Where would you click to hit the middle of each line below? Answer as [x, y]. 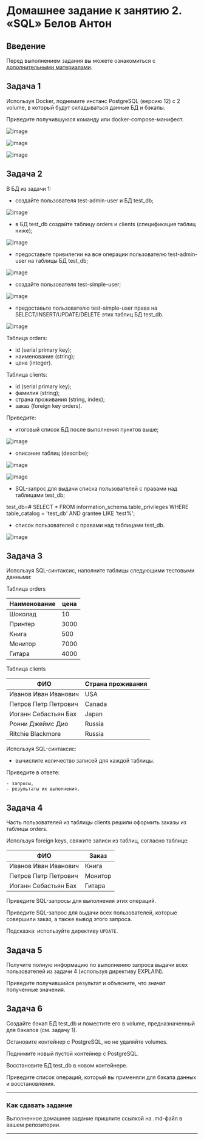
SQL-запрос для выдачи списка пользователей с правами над [96, 488]
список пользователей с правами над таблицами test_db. [90, 525]
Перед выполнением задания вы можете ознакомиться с [81, 61]
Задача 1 [24, 86]
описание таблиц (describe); [52, 453]
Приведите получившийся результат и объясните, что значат [86, 983]
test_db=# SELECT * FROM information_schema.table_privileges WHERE [97, 507]
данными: [19, 577]
